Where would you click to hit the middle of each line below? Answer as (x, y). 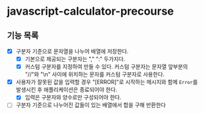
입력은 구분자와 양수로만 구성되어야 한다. (73, 97)
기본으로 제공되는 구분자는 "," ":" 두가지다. (75, 59)
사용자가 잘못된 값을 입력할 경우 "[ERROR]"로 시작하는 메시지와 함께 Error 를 (107, 82)
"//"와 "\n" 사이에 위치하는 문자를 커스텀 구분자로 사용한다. (95, 74)
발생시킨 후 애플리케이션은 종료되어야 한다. (67, 89)
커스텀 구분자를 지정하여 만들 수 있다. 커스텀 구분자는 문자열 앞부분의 (106, 67)
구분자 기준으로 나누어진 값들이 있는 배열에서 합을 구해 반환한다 (91, 105)
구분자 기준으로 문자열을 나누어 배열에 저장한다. (72, 51)
